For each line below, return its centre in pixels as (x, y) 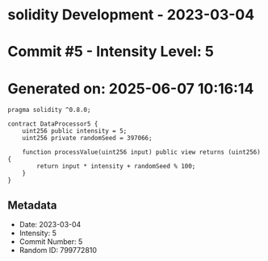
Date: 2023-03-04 (50, 225)
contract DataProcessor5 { (53, 124)
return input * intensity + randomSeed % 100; (116, 167)
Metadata (32, 205)
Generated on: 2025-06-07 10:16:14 (131, 88)
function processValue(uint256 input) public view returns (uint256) (142, 152)
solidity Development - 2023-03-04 (131, 15)
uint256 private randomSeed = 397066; (87, 139)
